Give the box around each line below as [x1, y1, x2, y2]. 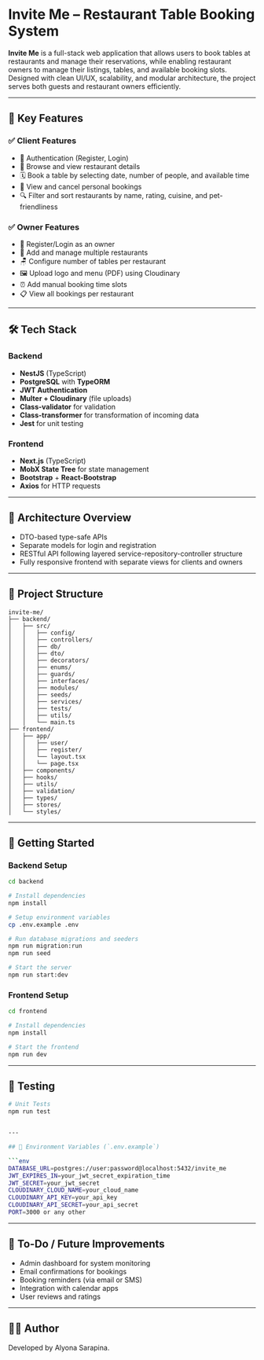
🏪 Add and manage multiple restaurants [19, 248, 148, 257]
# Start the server [8, 964, 72, 972]
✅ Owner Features [8, 222, 80, 233]
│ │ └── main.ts [8, 718, 76, 726]
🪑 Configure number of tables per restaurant [19, 256, 167, 266]
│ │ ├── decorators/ [8, 656, 90, 664]
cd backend [8, 878, 44, 886]
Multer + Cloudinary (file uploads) [19, 393, 132, 402]
